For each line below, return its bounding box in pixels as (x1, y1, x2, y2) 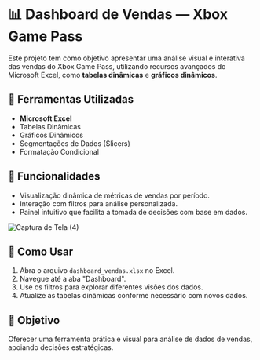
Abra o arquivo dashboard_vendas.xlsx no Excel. (19, 266, 175, 275)
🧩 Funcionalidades (8, 169, 101, 184)
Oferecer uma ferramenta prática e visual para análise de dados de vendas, (8, 334, 253, 344)
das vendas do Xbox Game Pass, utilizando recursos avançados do (8, 61, 226, 71)
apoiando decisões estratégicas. (8, 343, 114, 352)
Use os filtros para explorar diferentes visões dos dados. (19, 282, 203, 292)
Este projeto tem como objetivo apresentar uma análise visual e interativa (8, 53, 245, 63)
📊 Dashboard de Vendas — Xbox (8, 5, 228, 24)
